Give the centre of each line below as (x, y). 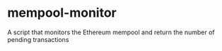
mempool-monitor (62, 13)
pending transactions (38, 39)
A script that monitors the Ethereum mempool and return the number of (111, 32)
